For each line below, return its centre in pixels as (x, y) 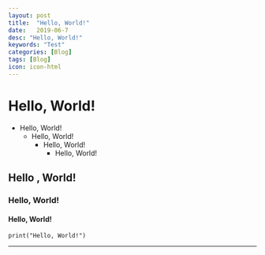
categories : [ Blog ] (40, 52)
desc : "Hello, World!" (45, 37)
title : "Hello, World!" (49, 23)
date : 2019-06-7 (38, 30)
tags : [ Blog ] (30, 60)
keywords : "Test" (37, 45)
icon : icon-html (35, 67)
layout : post (30, 15)
